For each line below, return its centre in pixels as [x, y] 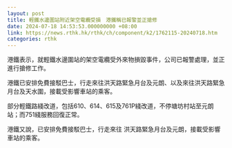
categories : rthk [32, 39]
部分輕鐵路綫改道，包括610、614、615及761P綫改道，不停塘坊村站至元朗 [110, 106]
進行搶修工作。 [28, 68]
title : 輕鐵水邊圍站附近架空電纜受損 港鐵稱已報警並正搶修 [82, 20]
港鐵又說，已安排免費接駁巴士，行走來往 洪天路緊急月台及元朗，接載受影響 [114, 129]
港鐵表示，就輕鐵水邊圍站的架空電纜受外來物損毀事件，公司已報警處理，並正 [116, 60]
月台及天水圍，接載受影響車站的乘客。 [61, 92]
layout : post [26, 13]
